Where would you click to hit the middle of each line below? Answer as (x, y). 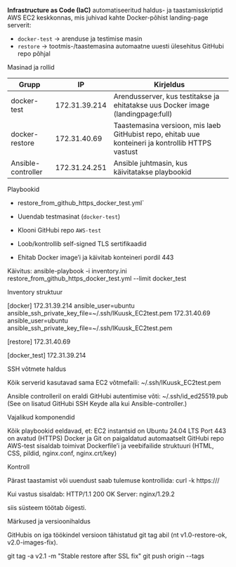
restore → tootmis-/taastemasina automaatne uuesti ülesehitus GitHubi (121, 46)
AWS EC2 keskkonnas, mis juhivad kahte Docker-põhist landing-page (108, 18)
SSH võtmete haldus (37, 369)
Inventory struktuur (35, 292)
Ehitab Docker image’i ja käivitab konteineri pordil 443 (96, 257)
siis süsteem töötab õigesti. (47, 508)
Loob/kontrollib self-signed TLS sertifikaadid (82, 244)
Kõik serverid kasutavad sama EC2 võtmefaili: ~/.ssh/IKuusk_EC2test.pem (114, 383)
